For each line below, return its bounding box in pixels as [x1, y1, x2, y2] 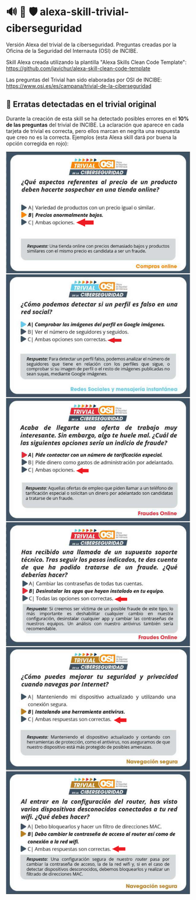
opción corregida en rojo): [6, 139, 69, 147]
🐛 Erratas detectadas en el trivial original [6, 100, 156, 110]
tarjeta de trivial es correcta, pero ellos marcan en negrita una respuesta [6, 127, 180, 134]
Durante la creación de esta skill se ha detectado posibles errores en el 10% [6, 115, 190, 122]
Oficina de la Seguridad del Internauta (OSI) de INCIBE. [6, 47, 138, 54]
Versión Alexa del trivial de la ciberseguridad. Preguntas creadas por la [6, 41, 177, 48]
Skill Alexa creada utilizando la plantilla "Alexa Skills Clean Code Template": [6, 59, 187, 66]
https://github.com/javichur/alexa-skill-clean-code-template [6, 64, 150, 71]
